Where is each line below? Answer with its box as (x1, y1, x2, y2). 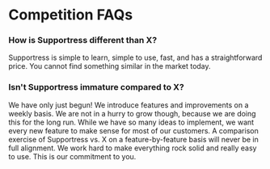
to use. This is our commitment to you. (8, 151, 137, 161)
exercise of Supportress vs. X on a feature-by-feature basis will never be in (8, 134, 259, 144)
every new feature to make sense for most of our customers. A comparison (8, 125, 259, 135)
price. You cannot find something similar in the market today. (8, 61, 212, 71)
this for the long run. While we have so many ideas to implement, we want (8, 117, 255, 127)
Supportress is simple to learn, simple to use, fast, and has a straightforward (8, 53, 263, 62)
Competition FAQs (8, 6, 133, 24)
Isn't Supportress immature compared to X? (8, 82, 184, 93)
